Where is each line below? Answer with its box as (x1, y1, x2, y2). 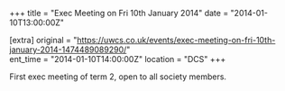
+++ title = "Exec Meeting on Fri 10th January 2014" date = (9, 8, 229, 18)
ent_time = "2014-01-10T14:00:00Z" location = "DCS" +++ (9, 54, 226, 64)
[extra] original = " (9, 35, 78, 45)
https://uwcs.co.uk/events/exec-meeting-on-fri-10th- (76, 35, 276, 45)
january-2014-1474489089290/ (9, 44, 127, 55)
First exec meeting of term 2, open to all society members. (9, 71, 227, 82)
